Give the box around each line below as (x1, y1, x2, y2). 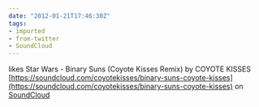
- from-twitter (8, 34, 60, 43)
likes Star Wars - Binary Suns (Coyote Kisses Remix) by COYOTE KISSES (8, 64, 252, 74)
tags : (8, 19, 27, 28)
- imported (8, 27, 45, 35)
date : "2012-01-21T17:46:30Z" (8, 11, 111, 20)
